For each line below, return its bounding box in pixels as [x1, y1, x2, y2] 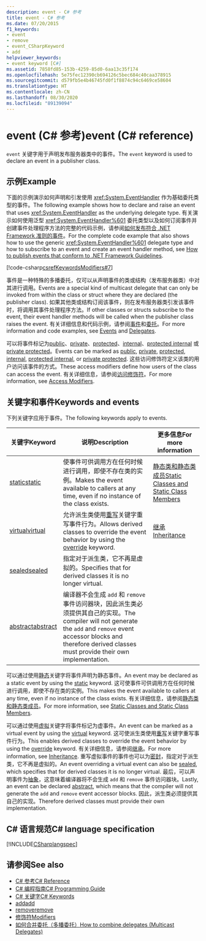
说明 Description [81, 438, 129, 447]
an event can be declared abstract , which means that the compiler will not [6, 783, 193, 790]
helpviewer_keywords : [6, 55, 62, 61]
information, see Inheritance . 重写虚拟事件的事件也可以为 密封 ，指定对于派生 [6, 753, 199, 760]
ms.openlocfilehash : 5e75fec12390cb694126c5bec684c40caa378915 [6, 72, 172, 78]
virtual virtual [9, 526, 46, 535]
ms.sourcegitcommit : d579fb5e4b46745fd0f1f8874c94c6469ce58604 [6, 77, 172, 83]
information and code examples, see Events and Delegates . [6, 327, 156, 335]
